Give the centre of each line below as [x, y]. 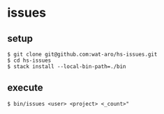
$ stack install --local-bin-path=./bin [67, 67]
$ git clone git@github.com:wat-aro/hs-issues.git [82, 54]
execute [25, 88]
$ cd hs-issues [29, 60]
